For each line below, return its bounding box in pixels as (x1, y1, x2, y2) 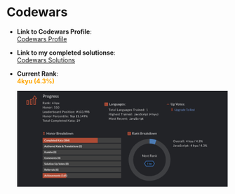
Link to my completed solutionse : (16, 48, 116, 57)
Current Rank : (16, 69, 59, 78)
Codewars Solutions (16, 55, 75, 64)
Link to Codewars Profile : (16, 27, 92, 36)
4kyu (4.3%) (16, 76, 55, 85)
